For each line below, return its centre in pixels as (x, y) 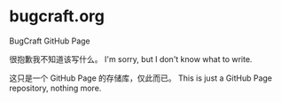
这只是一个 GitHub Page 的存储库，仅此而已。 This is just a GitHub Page (141, 78)
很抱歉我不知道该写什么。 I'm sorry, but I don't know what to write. (131, 59)
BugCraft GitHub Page (50, 41)
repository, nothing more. (55, 88)
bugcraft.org (57, 16)
